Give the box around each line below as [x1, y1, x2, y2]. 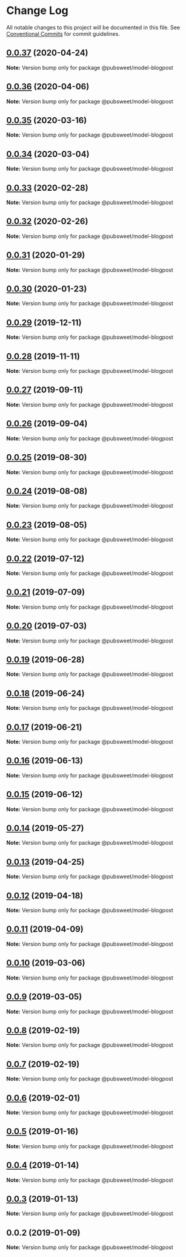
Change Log [6, 4, 68, 18]
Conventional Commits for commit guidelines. [6, 30, 120, 37]
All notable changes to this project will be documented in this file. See [6, 24, 181, 31]
